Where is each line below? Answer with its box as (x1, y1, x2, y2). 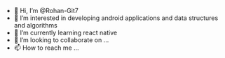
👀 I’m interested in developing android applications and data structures (13, 14, 219, 22)
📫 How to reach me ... (13, 43, 79, 52)
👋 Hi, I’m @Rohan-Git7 (13, 7, 79, 14)
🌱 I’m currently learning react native (13, 28, 118, 37)
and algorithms (13, 21, 57, 29)
